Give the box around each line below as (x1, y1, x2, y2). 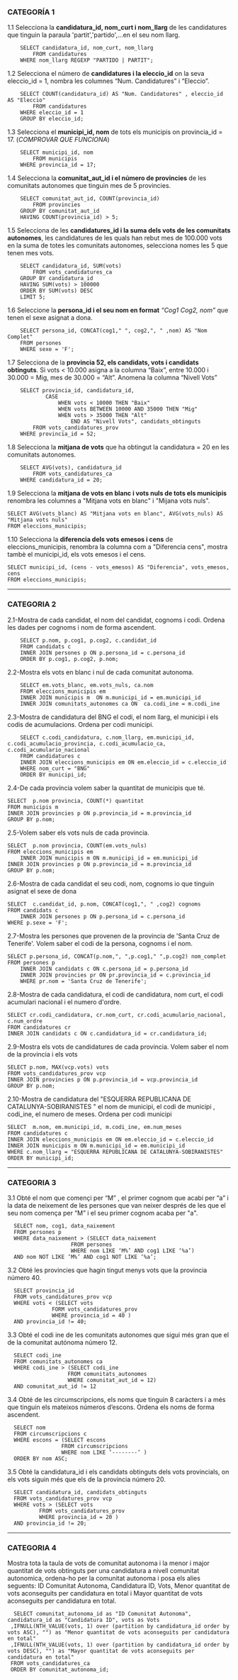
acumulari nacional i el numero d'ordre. (7, 997, 122, 1006)
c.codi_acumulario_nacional (7, 746, 91, 753)
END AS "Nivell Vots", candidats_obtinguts (70, 418, 201, 425)
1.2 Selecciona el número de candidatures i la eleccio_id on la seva (7, 69, 205, 78)
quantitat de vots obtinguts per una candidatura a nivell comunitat (7, 1567, 200, 1575)
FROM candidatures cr (7, 1023, 72, 1031)
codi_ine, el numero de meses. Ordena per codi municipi (7, 1110, 172, 1118)
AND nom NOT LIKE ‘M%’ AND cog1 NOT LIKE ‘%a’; (13, 1253, 157, 1260)
